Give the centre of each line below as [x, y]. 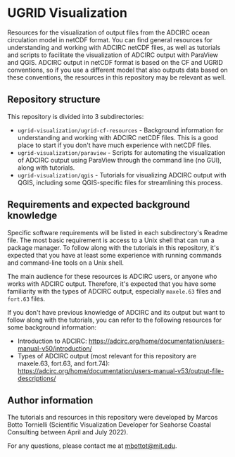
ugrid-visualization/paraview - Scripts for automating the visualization [121, 152]
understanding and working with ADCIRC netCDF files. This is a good [118, 137]
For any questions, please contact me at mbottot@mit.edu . [92, 446]
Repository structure [54, 100]
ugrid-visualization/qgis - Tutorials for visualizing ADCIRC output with [122, 175]
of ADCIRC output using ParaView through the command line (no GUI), [119, 160]
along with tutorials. [46, 168]
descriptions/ [37, 378]
